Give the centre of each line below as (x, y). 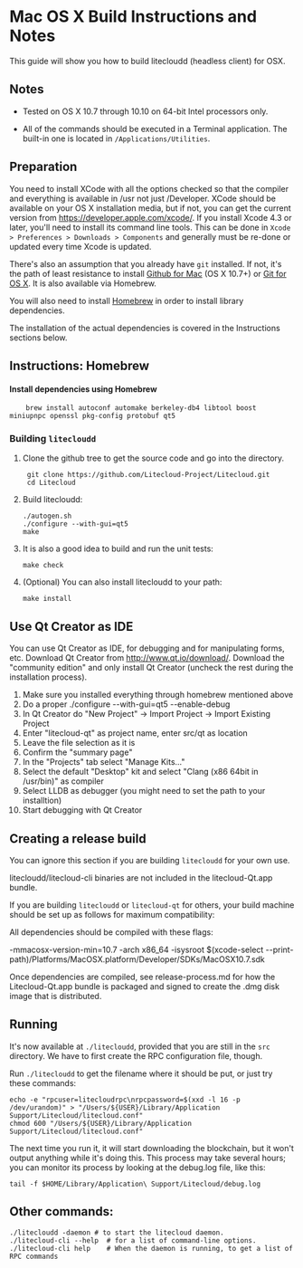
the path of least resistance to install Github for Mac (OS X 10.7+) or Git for (148, 273)
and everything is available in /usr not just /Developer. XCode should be (142, 198)
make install (47, 599)
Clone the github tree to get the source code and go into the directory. (153, 458)
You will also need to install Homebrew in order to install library (127, 300)
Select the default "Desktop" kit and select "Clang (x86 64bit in (140, 772)
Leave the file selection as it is (79, 743)
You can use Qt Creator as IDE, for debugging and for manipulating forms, (147, 648)
